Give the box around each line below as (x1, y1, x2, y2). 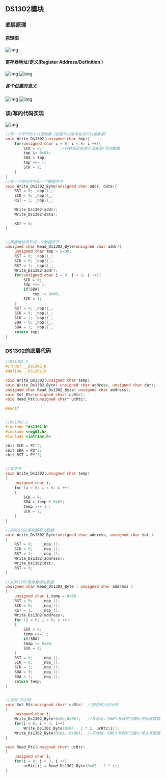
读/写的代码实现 (5, 110, 44, 117)
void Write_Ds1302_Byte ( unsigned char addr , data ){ (5, 184, 117, 189)
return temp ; (14, 679, 42, 684)
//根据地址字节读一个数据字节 (5, 239, 60, 245)
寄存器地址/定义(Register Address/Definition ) (5, 59, 103, 65)
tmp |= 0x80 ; (32, 292, 60, 297)
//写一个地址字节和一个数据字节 (5, 179, 63, 184)
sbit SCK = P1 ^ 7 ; (5, 443, 42, 448)
